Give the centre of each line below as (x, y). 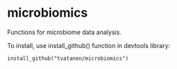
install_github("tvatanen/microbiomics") (68, 58)
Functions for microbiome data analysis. (64, 32)
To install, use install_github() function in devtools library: (89, 45)
